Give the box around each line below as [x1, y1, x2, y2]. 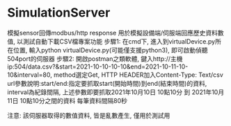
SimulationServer [7, 5, 111, 21]
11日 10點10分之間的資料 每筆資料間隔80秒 [7, 96, 127, 105]
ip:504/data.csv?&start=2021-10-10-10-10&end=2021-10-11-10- [7, 62, 189, 71]
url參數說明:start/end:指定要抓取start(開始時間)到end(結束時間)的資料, [7, 79, 207, 87]
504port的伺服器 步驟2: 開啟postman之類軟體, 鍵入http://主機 [7, 54, 183, 63]
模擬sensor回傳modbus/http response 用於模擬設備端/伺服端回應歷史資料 [7, 28, 218, 37]
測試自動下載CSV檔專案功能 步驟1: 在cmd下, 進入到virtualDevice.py [22, 37, 216, 46]
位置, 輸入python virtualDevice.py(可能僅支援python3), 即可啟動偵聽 [13, 46, 209, 54]
